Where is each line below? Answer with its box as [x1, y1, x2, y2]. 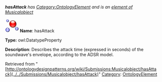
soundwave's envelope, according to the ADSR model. [5, 52, 114, 57]
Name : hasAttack [19, 28, 55, 33]
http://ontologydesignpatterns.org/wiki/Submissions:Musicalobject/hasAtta [6, 66, 157, 72]
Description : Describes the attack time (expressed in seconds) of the [5, 47, 144, 52]
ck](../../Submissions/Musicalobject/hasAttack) [5, 71, 99, 77]
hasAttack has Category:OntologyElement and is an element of [5, 4, 133, 10]
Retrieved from [5, 61, 35, 67]
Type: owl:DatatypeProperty [5, 37, 62, 43]
